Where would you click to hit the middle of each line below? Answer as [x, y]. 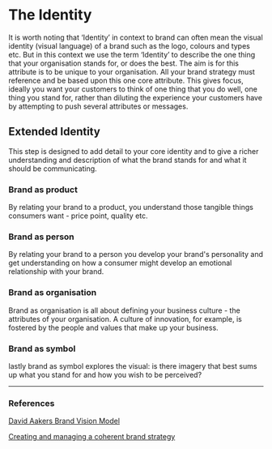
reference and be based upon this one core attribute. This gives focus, [126, 80]
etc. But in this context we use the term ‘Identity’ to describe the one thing [132, 54]
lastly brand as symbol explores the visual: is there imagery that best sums [133, 366]
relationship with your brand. [56, 272]
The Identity [50, 15]
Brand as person [41, 237]
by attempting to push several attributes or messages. [98, 106]
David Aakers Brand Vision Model [64, 421]
